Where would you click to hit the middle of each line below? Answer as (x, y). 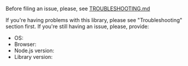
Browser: (25, 44)
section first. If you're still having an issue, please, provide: (77, 26)
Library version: (33, 57)
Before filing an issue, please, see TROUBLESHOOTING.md (78, 9)
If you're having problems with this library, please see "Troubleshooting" (94, 20)
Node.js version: (34, 51)
